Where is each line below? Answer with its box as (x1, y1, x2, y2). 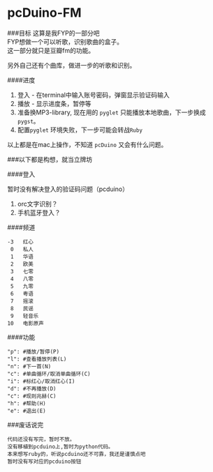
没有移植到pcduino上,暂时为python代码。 (7, 443, 114, 450)
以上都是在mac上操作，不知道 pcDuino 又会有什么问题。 (7, 140, 168, 149)
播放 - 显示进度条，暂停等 (17, 99, 92, 107)
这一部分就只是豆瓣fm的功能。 (7, 46, 95, 54)
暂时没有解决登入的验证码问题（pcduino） (7, 185, 129, 193)
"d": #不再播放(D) (7, 385, 57, 392)
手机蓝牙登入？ (17, 208, 61, 217)
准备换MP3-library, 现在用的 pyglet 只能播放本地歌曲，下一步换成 (17, 108, 206, 116)
